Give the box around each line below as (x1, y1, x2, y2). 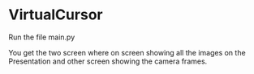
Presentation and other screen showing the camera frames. (8, 56, 208, 66)
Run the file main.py (8, 32, 75, 42)
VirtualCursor (8, 6, 103, 24)
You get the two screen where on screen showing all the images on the (8, 47, 246, 57)
